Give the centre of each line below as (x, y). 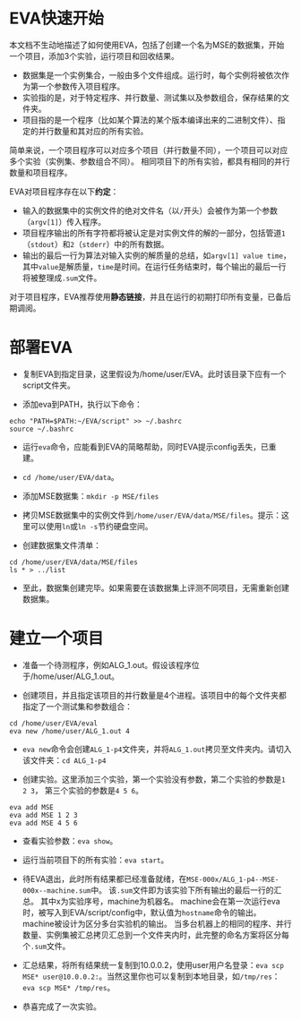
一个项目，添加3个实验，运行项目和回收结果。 (94, 56)
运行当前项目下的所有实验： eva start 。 (95, 860)
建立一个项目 (57, 639)
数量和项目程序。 (41, 172)
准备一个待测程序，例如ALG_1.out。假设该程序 (107, 664)
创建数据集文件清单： (61, 545)
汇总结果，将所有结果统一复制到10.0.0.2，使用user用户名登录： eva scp (153, 964)
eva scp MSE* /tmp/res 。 (69, 987)
